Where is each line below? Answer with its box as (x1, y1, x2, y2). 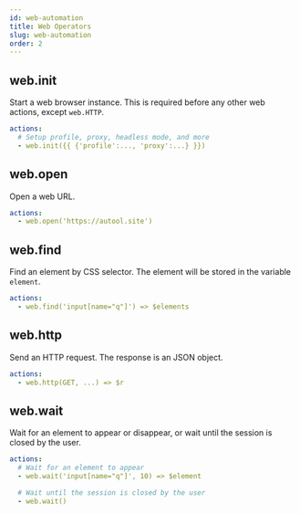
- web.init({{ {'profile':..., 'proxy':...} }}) (17, 141, 206, 151)
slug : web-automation (9, 30, 92, 39)
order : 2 (9, 38, 43, 48)
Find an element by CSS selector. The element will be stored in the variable (9, 267, 292, 278)
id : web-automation (9, 13, 84, 23)
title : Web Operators (9, 22, 92, 31)
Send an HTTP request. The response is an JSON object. (9, 351, 223, 362)
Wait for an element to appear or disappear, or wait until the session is (9, 427, 273, 438)
